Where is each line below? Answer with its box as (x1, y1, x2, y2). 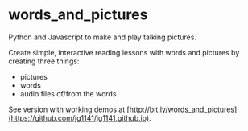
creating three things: (8, 56, 80, 66)
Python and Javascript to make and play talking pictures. (8, 32, 197, 42)
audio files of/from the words (19, 88, 117, 98)
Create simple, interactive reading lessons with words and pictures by (8, 47, 240, 57)
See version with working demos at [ (8, 104, 130, 114)
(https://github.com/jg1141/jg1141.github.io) (8, 113, 150, 122)
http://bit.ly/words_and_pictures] (129, 104, 238, 114)
